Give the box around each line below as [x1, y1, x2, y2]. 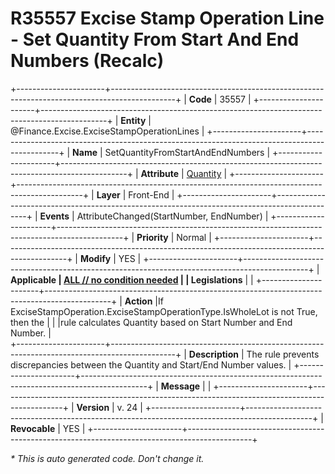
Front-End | [128, 188, 175, 201]
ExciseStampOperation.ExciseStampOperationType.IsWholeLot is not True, [10, 305, 318, 317]
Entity [120, 114, 147, 126]
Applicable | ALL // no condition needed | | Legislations [10, 273, 243, 286]
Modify [79, 252, 112, 264]
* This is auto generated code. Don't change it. [10, 452, 205, 464]
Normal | [176, 231, 212, 243]
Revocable [10, 422, 56, 434]
